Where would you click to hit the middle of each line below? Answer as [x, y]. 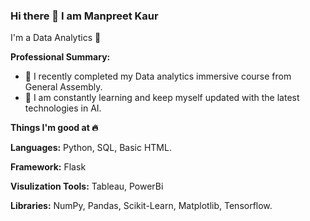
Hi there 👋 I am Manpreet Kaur [84, 16]
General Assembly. [63, 87]
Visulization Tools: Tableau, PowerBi [87, 186]
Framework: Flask [48, 167]
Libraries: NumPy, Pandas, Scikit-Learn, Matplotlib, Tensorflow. [141, 206]
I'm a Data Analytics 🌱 [56, 38]
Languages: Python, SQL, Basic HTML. [91, 148]
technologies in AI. [63, 108]
